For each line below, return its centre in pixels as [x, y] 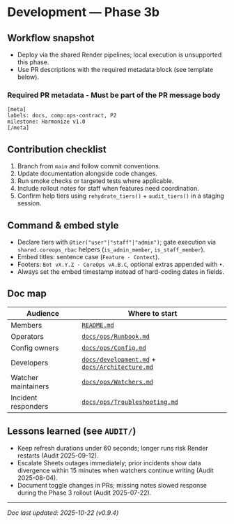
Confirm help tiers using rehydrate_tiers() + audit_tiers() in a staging [120, 196]
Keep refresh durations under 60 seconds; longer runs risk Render [113, 448]
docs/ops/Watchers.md [117, 382]
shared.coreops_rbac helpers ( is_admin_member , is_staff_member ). [111, 249]
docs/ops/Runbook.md [116, 336]
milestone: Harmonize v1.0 [46, 122]
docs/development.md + [119, 359]
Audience [43, 313]
